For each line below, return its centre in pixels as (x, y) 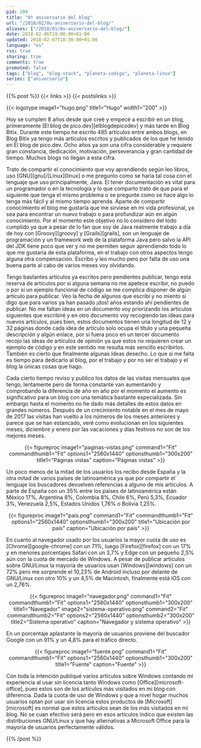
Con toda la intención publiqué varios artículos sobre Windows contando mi (100, 676)
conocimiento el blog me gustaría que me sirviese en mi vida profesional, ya (100, 208)
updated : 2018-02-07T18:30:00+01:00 (52, 40)
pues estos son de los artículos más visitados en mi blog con (100, 689)
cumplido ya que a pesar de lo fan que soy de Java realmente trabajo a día (98, 227)
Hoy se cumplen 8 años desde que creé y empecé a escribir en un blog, (95, 119)
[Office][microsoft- (160, 682)
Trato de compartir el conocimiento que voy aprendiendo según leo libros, (98, 170)
